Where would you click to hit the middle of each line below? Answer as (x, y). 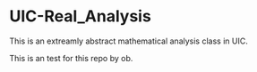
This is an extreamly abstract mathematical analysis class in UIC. (128, 41)
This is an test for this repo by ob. (71, 58)
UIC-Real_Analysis (81, 16)
